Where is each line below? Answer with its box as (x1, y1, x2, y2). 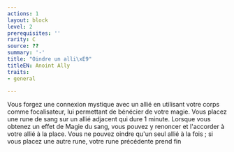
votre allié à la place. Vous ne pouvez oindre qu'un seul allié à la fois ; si (7, 130, 213, 138)
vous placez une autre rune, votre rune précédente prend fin (7, 137, 182, 146)
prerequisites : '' (7, 29, 61, 37)
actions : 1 (7, 10, 39, 17)
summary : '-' (7, 50, 45, 56)
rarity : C (7, 36, 36, 43)
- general (7, 75, 36, 82)
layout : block (7, 17, 49, 24)
